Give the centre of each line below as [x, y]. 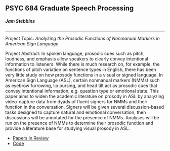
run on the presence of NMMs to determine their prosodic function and [79, 123]
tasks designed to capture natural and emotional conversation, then [76, 112]
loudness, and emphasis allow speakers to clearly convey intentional [77, 59]
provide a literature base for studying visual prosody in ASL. [68, 128]
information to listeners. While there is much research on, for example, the [82, 64]
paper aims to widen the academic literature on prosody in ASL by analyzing [85, 96]
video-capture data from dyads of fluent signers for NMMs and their [76, 102]
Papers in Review [31, 138]
